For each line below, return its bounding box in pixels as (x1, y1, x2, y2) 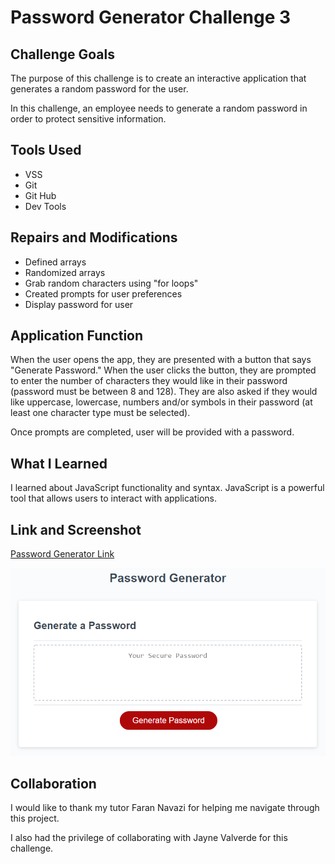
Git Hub (24, 189, 57, 201)
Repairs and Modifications (10, 229, 178, 246)
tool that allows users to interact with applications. (10, 492, 217, 505)
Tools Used (10, 142, 82, 159)
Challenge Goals (10, 46, 116, 63)
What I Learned (10, 455, 108, 472)
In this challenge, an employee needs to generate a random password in (10, 102, 308, 114)
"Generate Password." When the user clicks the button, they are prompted (10, 364, 317, 376)
